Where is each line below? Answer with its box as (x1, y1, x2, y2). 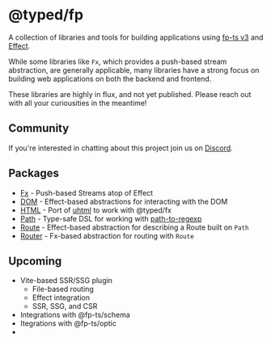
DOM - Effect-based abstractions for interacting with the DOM (19, 196, 228, 206)
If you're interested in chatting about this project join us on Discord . (8, 143, 233, 153)
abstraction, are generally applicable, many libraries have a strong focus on (8, 65, 260, 74)
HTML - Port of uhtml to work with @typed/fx (19, 205, 172, 215)
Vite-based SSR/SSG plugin (19, 276, 113, 285)
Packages (8, 167, 59, 180)
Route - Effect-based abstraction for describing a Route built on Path (19, 222, 249, 232)
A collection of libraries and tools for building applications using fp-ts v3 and (8, 32, 264, 42)
